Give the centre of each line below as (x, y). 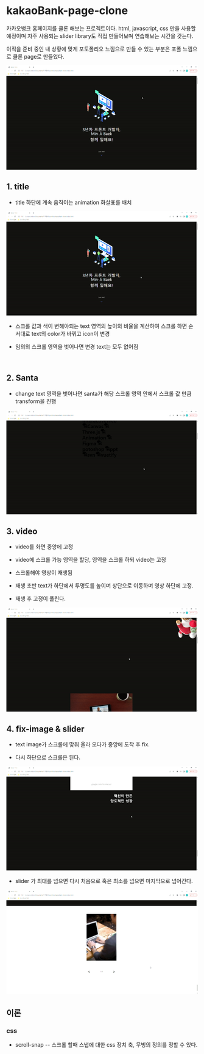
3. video (22, 531)
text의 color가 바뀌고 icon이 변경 (71, 333)
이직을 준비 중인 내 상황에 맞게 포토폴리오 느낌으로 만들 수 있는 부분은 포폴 (94, 49)
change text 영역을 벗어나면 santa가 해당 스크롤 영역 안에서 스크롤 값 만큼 (103, 393)
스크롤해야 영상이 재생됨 (44, 573)
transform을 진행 (36, 401)
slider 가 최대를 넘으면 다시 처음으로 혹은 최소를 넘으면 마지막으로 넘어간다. (104, 881)
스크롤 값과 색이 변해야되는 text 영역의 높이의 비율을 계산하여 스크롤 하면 (101, 326)
